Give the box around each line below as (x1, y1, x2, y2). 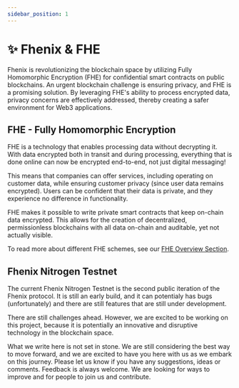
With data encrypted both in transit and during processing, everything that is (7, 150, 233, 159)
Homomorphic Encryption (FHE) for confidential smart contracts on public (7, 73, 225, 81)
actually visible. (7, 231, 54, 240)
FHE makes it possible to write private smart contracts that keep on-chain (7, 208, 224, 217)
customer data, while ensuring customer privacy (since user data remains (7, 179, 224, 188)
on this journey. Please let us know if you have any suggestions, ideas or (7, 357, 221, 366)
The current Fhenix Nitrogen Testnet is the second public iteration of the (7, 285, 220, 293)
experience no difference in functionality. (7, 194, 128, 203)
